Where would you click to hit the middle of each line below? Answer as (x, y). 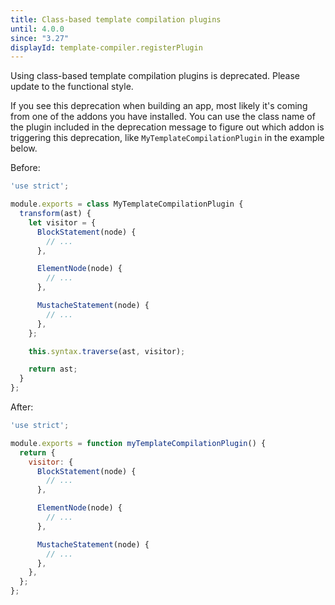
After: (22, 407)
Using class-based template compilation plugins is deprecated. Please (155, 76)
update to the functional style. (72, 87)
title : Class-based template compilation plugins (116, 19)
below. (24, 148)
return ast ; (53, 369)
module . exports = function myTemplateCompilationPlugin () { (138, 443)
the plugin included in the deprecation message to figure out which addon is (167, 127)
